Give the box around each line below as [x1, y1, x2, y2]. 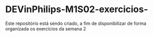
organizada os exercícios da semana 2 [5, 25, 86, 31]
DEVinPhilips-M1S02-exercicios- [5, 4, 148, 15]
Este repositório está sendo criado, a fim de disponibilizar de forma [5, 20, 146, 26]
